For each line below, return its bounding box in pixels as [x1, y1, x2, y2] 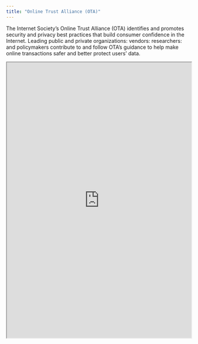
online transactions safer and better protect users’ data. [6, 49, 141, 56]
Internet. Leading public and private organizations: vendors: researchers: [6, 37, 182, 44]
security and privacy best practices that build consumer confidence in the [6, 31, 185, 38]
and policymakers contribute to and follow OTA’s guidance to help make [6, 44, 179, 51]
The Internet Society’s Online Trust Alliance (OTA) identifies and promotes [6, 25, 185, 32]
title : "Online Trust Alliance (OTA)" [6, 8, 101, 15]
